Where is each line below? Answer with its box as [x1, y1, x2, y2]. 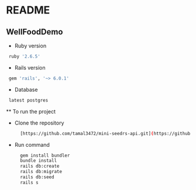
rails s [20, 179, 39, 185]
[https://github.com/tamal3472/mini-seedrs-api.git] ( [20, 130, 154, 136]
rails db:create [20, 163, 60, 170]
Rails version [14, 64, 46, 71]
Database [14, 86, 38, 93]
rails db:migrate [20, 169, 63, 175]
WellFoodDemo [6, 27, 63, 37]
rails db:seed [20, 174, 54, 180]
